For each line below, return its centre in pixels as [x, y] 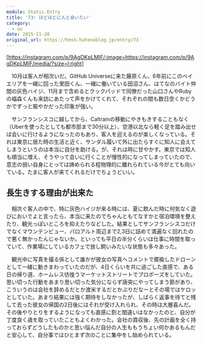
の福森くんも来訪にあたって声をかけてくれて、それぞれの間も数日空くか [96, 99]
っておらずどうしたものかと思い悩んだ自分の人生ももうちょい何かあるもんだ [101, 327]
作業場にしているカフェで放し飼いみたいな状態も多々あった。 [103, 246]
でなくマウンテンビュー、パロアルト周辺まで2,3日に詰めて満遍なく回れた [97, 231]
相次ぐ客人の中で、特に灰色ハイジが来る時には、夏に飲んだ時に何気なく [101, 209]
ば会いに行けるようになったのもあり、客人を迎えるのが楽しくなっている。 [99, 134]
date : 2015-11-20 [28, 34]
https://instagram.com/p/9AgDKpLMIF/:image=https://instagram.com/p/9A [101, 57]
